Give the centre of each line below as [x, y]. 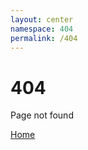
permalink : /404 [44, 38]
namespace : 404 [42, 29]
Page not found [42, 115]
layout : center [42, 19]
